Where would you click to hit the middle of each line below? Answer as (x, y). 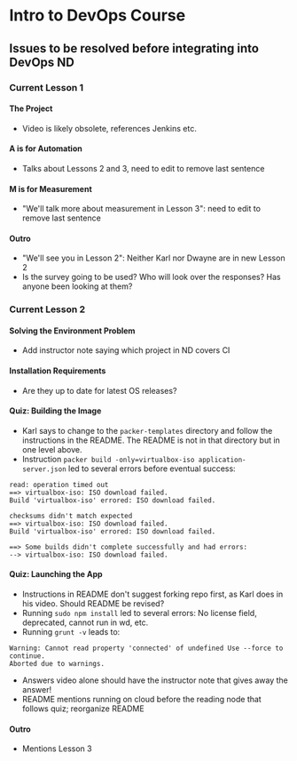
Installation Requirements (58, 371)
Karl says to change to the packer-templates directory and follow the (147, 430)
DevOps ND (42, 62)
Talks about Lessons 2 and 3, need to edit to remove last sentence (143, 168)
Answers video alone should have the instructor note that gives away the (155, 680)
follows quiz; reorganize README (83, 709)
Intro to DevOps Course (98, 16)
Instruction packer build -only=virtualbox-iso (108, 459)
